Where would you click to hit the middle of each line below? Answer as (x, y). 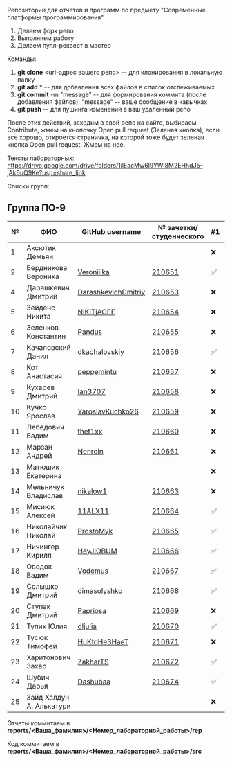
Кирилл (39, 555)
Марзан (40, 447)
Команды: (22, 59)
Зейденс (41, 308)
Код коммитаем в (33, 743)
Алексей (41, 515)
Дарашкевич (48, 287)
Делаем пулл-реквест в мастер (64, 45)
